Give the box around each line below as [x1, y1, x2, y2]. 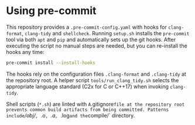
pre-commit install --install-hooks [6, 60, 95, 66]
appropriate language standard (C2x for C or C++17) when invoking [6, 83, 169, 90]
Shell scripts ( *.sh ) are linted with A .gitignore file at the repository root [6, 100, 185, 107]
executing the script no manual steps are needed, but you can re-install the [6, 42, 187, 49]
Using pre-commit [6, 4, 97, 18]
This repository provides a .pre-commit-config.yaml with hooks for [6, 23, 167, 31]
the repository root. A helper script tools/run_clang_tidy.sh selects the [6, 76, 179, 83]
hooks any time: [6, 48, 45, 55]
